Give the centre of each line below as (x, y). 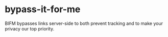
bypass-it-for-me (43, 9)
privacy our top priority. (30, 28)
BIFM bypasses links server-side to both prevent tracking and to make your (84, 23)
